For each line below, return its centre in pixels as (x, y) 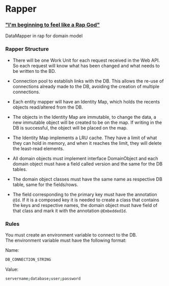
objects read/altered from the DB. (48, 107)
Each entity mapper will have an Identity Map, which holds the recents (86, 101)
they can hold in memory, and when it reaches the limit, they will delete (87, 143)
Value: (12, 269)
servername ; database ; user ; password (43, 278)
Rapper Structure (27, 49)
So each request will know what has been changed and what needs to (86, 66)
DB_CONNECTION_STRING (28, 260)
